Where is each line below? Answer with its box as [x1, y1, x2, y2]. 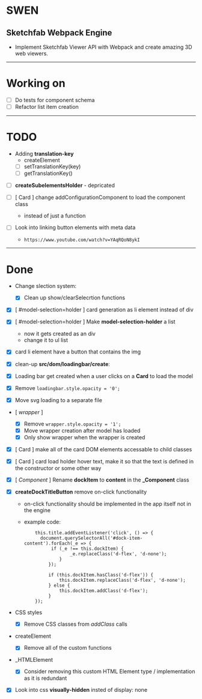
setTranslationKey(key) [23, 163, 81, 170]
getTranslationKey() [23, 169, 73, 177]
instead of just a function [23, 212, 86, 219]
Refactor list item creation [14, 103, 79, 110]
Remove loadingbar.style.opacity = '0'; [14, 384, 120, 391]
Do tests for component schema [14, 96, 95, 103]
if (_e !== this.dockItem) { [50, 546, 124, 552]
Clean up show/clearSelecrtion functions [23, 294, 125, 301]
